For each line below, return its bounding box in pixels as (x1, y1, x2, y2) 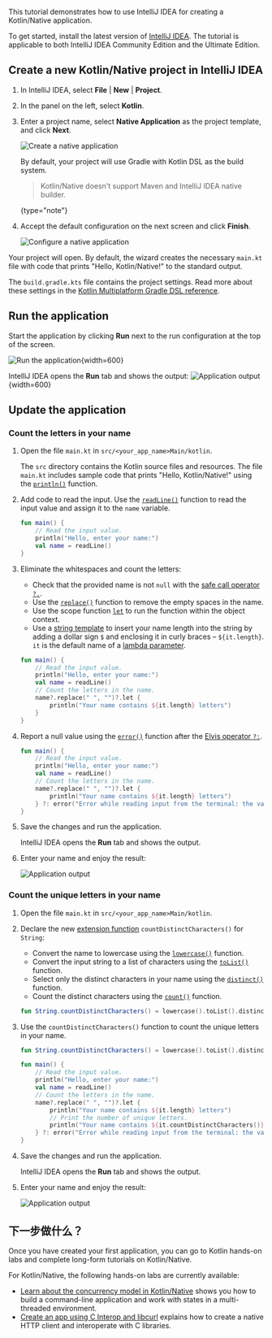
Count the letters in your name (8, 427, 132, 438)
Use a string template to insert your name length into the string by (32, 623, 253, 632)
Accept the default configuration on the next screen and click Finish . (19, 221, 251, 231)
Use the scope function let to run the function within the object (32, 606, 245, 615)
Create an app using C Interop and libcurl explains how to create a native (19, 1312, 264, 1322)
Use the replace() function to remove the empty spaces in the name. (32, 597, 264, 606)
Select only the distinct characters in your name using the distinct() (32, 974, 264, 984)
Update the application (8, 403, 127, 417)
